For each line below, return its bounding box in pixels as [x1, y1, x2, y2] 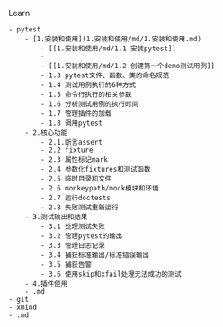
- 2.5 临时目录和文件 [40, 174, 112, 183]
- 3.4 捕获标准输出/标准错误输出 [40, 251, 150, 260]
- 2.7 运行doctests [40, 193, 111, 202]
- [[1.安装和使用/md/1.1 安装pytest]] [40, 44, 177, 53]
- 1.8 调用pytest [40, 119, 103, 128]
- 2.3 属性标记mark [40, 155, 109, 164]
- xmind [8, 303, 38, 312]
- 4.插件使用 [24, 279, 68, 288]
